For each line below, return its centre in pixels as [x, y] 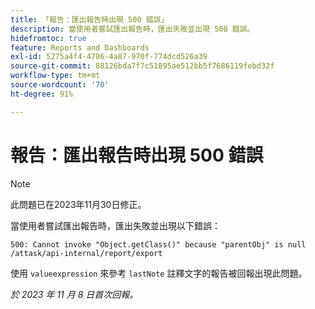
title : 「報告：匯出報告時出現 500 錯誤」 [89, 19]
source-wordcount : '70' [60, 85]
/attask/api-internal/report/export [86, 253]
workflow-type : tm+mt [55, 76]
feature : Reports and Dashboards [80, 47]
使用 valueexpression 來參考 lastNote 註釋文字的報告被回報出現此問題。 [159, 273]
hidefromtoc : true [48, 38]
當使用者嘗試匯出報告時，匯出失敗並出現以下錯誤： [115, 225]
